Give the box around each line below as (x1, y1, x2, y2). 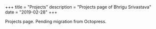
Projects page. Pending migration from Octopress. (5, 19, 106, 24)
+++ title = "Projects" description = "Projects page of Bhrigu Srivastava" (5, 4, 152, 10)
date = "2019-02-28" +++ (5, 9, 57, 15)
